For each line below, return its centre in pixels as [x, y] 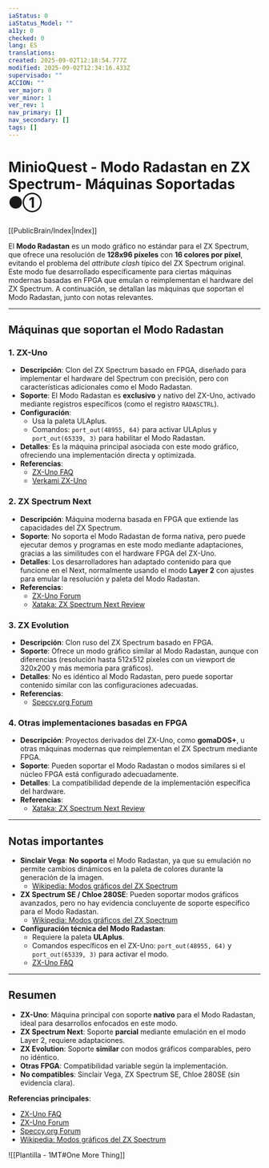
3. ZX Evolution [39, 624]
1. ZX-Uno [28, 352]
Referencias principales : [50, 1098]
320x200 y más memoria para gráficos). [86, 668]
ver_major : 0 [30, 90]
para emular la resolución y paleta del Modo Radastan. [110, 579]
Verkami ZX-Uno [59, 481]
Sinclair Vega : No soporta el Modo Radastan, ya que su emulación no [135, 861]
